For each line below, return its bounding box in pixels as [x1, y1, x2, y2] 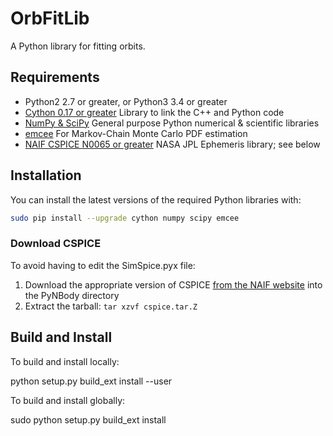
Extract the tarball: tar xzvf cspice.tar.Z [24, 300, 198, 312]
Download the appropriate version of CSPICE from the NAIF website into [24, 278, 323, 291]
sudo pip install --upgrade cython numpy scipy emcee [10, 213, 240, 223]
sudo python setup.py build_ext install [10, 413, 167, 426]
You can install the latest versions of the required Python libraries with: [10, 193, 302, 206]
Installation [10, 167, 82, 184]
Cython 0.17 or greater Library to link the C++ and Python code [24, 106, 285, 118]
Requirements [10, 69, 100, 86]
